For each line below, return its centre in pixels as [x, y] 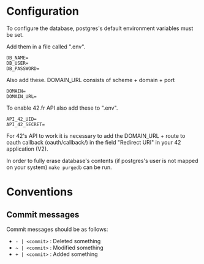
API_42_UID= [21, 119]
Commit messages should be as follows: [57, 229]
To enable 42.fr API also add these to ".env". [62, 108]
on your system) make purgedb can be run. [59, 167]
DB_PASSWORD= [23, 69]
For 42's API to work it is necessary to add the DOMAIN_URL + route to [96, 135]
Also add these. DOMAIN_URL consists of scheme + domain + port [91, 80]
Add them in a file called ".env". [46, 47]
